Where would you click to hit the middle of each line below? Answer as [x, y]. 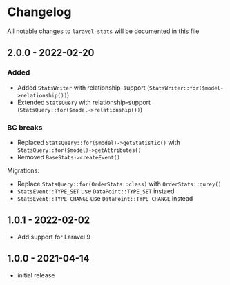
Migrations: [23, 170]
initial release [36, 275]
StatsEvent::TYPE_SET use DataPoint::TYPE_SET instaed [96, 191]
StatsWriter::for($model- [186, 88]
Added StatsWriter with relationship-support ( [83, 88]
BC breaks [25, 127]
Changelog [39, 12]
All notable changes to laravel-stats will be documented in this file [103, 31]
